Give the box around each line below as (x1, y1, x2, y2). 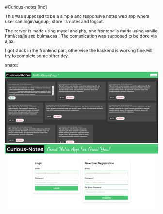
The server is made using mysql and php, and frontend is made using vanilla (5, 28, 158, 33)
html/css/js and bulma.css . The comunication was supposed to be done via (5, 33, 157, 39)
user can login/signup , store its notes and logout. (5, 19, 104, 24)
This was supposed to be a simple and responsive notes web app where (5, 14, 149, 19)
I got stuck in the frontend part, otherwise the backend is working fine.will (5, 48, 153, 53)
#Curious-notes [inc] (5, 4, 47, 10)
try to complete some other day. (5, 53, 69, 59)
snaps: (5, 62, 18, 68)
